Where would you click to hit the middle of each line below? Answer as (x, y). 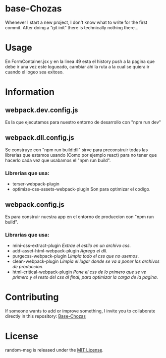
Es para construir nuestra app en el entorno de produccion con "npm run (80, 217)
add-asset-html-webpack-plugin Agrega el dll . (60, 251)
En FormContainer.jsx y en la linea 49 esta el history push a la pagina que (80, 61)
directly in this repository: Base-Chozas (45, 316)
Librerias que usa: (27, 173)
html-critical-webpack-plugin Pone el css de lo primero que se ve (79, 272)
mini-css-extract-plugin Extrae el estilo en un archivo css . (72, 245)
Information (30, 92)
